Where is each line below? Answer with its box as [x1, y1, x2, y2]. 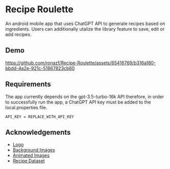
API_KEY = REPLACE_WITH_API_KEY [5, 114, 74, 119]
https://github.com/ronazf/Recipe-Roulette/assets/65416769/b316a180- [5, 60, 156, 66]
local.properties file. [5, 104, 47, 110]
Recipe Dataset [12, 158, 45, 164]
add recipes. [5, 31, 32, 37]
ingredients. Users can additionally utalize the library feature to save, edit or [5, 26, 165, 32]
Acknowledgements [5, 128, 71, 136]
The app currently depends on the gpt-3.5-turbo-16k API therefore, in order [5, 93, 164, 100]
